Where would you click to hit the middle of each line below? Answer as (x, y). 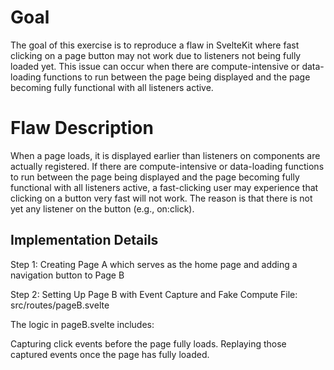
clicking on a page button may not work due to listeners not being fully (156, 55)
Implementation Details (84, 240)
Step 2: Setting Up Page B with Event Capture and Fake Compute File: (154, 294)
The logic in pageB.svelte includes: (82, 324)
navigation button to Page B (67, 275)
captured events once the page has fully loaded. (110, 354)
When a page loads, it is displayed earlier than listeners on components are (165, 155)
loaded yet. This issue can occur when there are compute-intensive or (155, 66)
